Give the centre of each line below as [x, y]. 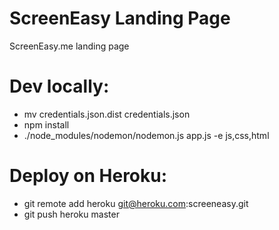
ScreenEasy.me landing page [69, 46]
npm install [46, 124]
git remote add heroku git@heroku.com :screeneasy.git [136, 203]
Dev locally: [59, 86]
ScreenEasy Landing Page [120, 18]
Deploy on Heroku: [88, 176]
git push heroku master [71, 214]
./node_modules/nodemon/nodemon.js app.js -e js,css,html [146, 135]
